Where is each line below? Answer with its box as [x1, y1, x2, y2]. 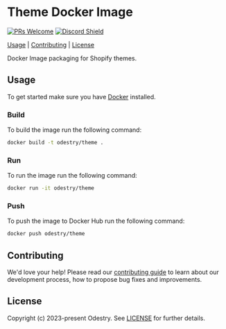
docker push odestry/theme [7, 230, 85, 237]
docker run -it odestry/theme [7, 185, 95, 192]
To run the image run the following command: [7, 171, 137, 180]
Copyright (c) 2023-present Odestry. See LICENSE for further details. [7, 314, 206, 322]
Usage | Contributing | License [7, 40, 95, 49]
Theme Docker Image [7, 4, 133, 20]
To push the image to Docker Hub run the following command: [7, 217, 185, 226]
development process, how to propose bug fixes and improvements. [7, 276, 202, 284]
